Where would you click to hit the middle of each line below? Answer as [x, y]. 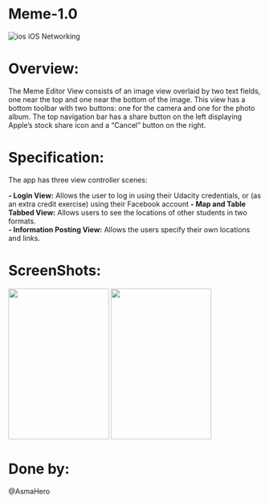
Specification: [56, 158]
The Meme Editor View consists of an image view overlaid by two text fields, [134, 91]
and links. [24, 238]
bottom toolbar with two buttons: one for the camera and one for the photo [132, 108]
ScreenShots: [55, 271]
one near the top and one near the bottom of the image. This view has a [127, 99]
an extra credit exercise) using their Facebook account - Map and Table [127, 204]
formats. [22, 221]
